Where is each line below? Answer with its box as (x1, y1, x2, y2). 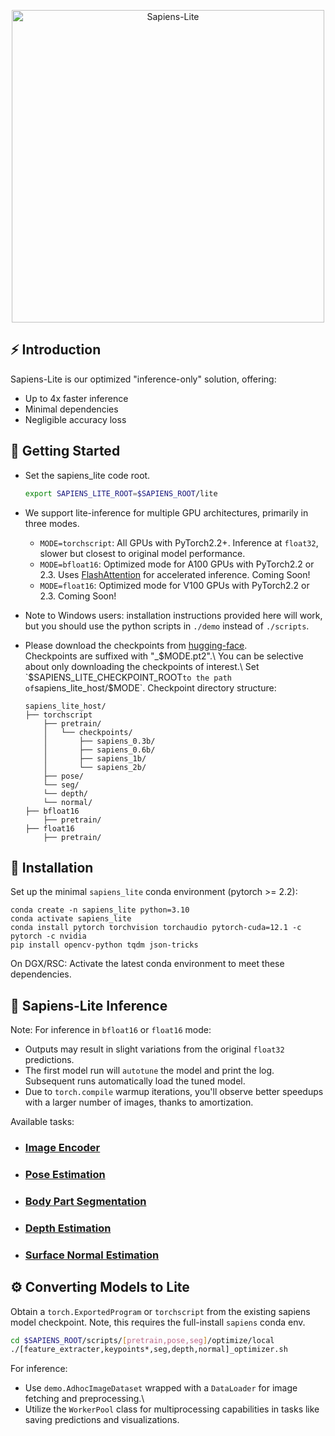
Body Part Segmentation (24, 1194, 147, 1208)
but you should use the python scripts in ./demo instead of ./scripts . (24, 620, 310, 632)
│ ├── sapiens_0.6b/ (43, 745, 156, 755)
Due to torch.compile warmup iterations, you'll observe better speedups (24, 1086, 324, 1098)
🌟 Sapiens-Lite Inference (10, 997, 168, 1014)
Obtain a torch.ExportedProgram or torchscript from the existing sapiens (10, 1305, 311, 1317)
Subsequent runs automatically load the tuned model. (24, 1075, 246, 1087)
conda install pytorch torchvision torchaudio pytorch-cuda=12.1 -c (10, 923, 302, 933)
